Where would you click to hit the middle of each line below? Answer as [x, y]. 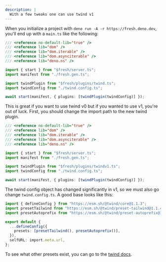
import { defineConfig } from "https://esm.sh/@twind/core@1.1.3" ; [76, 204]
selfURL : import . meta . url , [37, 240]
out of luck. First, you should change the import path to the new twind [76, 112]
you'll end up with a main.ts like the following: [52, 34]
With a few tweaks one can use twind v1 [52, 14]
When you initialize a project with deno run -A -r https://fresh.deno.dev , [81, 28]
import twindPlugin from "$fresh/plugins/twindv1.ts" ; [63, 167]
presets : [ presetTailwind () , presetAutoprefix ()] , [67, 231]
